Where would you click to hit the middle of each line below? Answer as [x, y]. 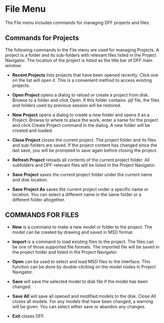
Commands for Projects [42, 38]
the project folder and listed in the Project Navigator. [65, 252]
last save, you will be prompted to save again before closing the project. [85, 150]
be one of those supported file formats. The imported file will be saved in [86, 247]
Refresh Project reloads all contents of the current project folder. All [81, 160]
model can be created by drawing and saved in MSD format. [73, 232]
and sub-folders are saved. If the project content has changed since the [85, 145]
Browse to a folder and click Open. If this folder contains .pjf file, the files [86, 100]
